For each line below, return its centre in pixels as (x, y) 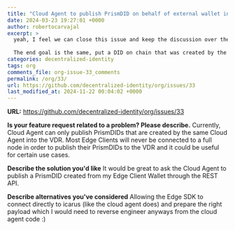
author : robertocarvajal (43, 27)
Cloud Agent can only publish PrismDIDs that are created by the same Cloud (117, 133)
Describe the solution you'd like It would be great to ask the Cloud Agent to (117, 168)
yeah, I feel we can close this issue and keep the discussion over (115, 40)
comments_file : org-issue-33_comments (64, 72)
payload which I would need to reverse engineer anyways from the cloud (112, 212)
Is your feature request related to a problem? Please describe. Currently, (114, 125)
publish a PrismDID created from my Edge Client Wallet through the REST (113, 176)
